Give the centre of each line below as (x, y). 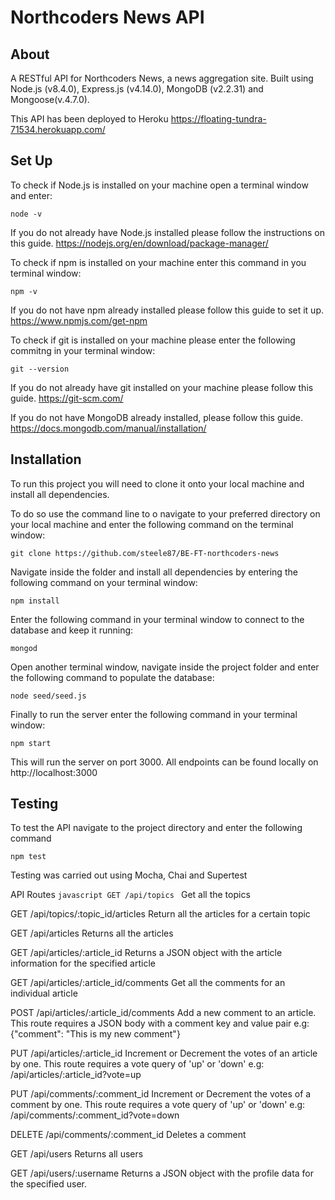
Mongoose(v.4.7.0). (50, 99)
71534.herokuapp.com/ (58, 129)
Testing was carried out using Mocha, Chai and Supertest (129, 875)
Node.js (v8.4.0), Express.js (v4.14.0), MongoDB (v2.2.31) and (137, 89)
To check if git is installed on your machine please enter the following (153, 340)
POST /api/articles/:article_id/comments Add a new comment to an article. (163, 1013)
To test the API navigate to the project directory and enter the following (156, 828)
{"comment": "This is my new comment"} (95, 1034)
